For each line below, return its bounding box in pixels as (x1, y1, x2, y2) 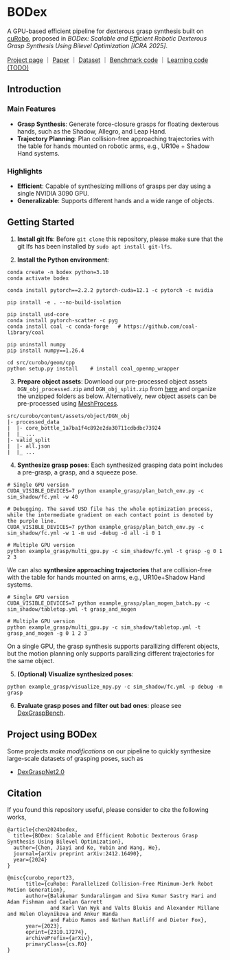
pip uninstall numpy (7, 341, 67, 348)
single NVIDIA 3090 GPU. (16, 189, 89, 197)
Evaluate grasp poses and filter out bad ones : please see (16, 701, 182, 709)
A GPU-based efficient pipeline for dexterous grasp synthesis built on (7, 27, 204, 35)
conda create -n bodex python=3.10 (7, 269, 109, 275)
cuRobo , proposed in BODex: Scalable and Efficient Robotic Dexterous (7, 34, 207, 42)
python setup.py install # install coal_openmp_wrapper (7, 365, 180, 372)
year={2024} (13, 857, 48, 864)
